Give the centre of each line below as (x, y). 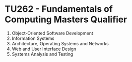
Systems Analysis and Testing (42, 54)
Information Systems (33, 38)
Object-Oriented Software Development (53, 33)
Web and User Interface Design (44, 49)
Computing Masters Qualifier (66, 19)
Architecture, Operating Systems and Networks (60, 43)
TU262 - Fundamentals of (59, 9)
